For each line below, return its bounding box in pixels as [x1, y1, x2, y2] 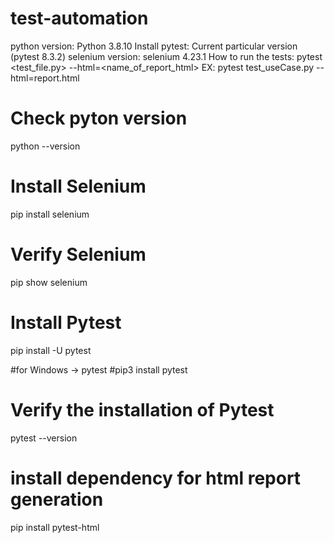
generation [10, 488, 104, 511]
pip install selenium [10, 208, 90, 220]
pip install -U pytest [10, 344, 92, 356]
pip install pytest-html [10, 521, 100, 533]
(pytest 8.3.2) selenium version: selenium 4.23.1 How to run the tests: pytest [10, 50, 323, 62]
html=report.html [10, 72, 80, 84]
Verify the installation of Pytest [10, 398, 275, 421]
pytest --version [10, 432, 78, 444]
